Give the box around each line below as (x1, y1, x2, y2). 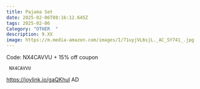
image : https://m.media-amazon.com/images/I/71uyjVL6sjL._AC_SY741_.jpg (6, 37, 195, 43)
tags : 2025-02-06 (6, 20, 50, 26)
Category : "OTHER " (6, 25, 59, 32)
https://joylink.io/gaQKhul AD (6, 76, 79, 83)
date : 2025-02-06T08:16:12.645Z (6, 15, 88, 21)
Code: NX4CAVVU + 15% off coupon (6, 54, 98, 61)
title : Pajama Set (6, 8, 53, 15)
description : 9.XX (6, 31, 53, 38)
